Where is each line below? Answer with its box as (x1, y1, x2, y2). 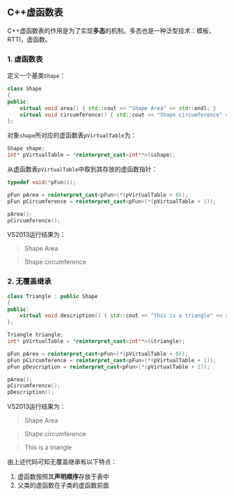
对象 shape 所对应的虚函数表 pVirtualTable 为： (7, 131, 137, 139)
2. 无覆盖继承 (7, 277, 52, 286)
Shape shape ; (7, 145, 45, 152)
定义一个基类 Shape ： (7, 72, 66, 80)
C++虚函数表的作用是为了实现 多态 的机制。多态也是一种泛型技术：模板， (7, 26, 215, 35)
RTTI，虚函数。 (7, 35, 52, 43)
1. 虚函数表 (7, 54, 43, 64)
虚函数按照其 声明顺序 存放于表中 (17, 472, 109, 481)
